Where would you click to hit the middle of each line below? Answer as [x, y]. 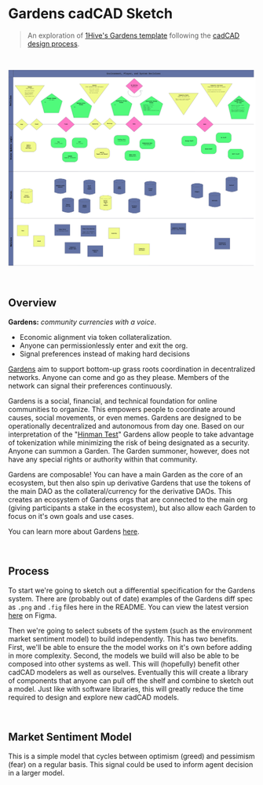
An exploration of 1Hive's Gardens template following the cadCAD [133, 35]
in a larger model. [37, 772]
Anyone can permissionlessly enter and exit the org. [104, 345]
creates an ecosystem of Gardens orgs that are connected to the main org [128, 499]
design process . [53, 43]
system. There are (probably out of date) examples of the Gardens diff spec [131, 598]
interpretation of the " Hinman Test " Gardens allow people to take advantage [131, 434]
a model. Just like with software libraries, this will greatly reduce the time [126, 688]
